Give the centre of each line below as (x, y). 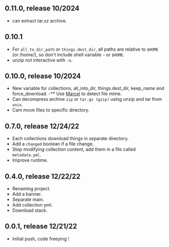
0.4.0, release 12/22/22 (43, 176)
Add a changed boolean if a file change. (53, 144)
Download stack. (30, 210)
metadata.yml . (26, 155)
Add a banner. (27, 194)
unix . (18, 105)
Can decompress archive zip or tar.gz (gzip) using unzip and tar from (87, 99)
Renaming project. (31, 189)
